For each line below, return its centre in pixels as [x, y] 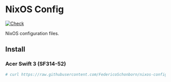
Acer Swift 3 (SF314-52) [36, 64]
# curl [12, 74]
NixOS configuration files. [32, 33]
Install [15, 49]
